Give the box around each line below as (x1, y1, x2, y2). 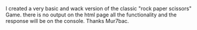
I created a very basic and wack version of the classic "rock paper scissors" (5, 5, 192, 12)
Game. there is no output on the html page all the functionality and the (5, 11, 177, 18)
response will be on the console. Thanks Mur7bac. (5, 18, 129, 24)
